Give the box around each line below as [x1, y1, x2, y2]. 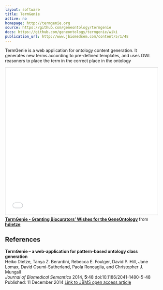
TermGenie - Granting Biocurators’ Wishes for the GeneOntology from [5, 216, 148, 222]
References [5, 236, 41, 244]
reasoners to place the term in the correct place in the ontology [5, 58, 132, 64]
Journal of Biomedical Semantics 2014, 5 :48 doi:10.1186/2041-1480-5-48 [5, 274, 151, 280]
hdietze [5, 221, 21, 227]
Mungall [5, 269, 21, 274]
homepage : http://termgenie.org [5, 20, 70, 26]
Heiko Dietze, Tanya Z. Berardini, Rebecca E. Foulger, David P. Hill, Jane [5, 258, 148, 264]
